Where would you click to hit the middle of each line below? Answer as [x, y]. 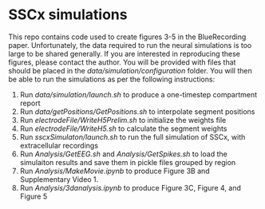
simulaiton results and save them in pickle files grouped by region [128, 162]
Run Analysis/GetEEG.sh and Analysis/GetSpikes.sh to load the [123, 154]
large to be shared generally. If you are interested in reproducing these [125, 53]
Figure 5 [34, 196]
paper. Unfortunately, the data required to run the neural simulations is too [130, 45]
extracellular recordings [59, 145]
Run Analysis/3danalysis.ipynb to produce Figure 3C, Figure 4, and [131, 187]
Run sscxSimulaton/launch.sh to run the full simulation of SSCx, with [132, 136]
